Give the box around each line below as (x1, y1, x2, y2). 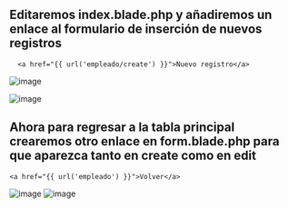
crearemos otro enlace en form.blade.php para (9, 134, 280, 149)
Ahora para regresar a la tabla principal (9, 120, 235, 135)
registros (9, 35, 62, 51)
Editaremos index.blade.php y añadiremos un (9, 7, 273, 23)
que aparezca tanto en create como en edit (9, 148, 257, 163)
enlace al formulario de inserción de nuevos (9, 22, 263, 37)
